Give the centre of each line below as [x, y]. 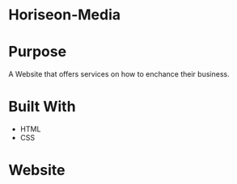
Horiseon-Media [65, 15]
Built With [42, 107]
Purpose [38, 52]
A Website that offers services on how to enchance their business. [119, 74]
